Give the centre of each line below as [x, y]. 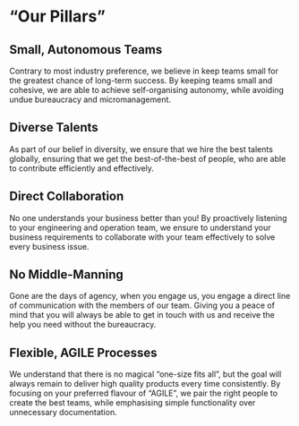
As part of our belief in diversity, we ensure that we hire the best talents [141, 149]
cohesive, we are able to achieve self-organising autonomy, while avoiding [147, 90]
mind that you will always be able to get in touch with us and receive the [142, 315]
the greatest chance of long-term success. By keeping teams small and [141, 81]
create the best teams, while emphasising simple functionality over [132, 403]
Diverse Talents [54, 128]
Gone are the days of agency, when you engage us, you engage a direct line [150, 296]
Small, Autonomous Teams [86, 50]
